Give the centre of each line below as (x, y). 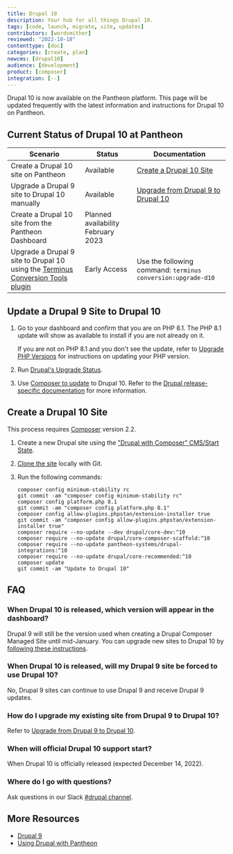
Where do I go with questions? (60, 782)
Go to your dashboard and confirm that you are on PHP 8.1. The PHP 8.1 (119, 328)
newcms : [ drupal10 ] (35, 59)
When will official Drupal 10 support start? (80, 749)
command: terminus (169, 270)
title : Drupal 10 (32, 14)
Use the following (165, 261)
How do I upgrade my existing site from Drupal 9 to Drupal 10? (113, 715)
